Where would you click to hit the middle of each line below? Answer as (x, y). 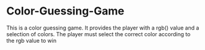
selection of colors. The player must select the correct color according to (99, 34)
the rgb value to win (32, 40)
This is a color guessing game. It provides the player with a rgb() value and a (103, 28)
